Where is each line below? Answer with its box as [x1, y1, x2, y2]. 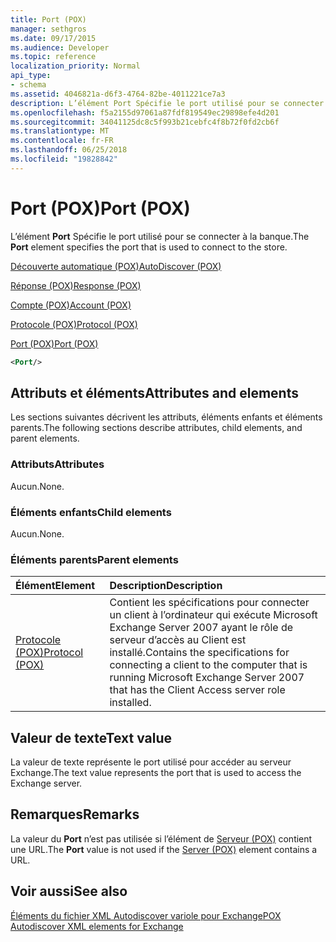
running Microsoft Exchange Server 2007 [109, 671, 305, 685]
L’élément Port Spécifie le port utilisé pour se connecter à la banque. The [10, 230, 310, 242]
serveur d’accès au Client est [109, 633, 247, 647]
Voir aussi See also [10, 883, 128, 900]
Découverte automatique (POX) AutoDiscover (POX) [10, 260, 222, 272]
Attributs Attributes [10, 457, 105, 471]
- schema [10, 80, 47, 90]
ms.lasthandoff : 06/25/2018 [10, 145, 128, 155]
